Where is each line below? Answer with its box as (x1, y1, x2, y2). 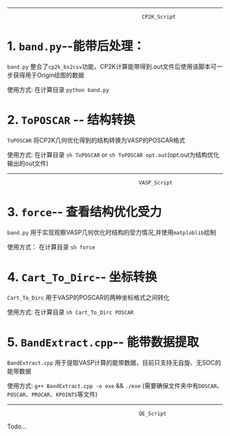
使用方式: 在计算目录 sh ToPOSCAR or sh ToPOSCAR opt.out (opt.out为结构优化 (7, 150, 220, 158)
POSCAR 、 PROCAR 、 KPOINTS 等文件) (7, 390, 98, 398)
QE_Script (138, 410, 167, 417)
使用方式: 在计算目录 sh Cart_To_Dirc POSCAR (7, 308, 134, 316)
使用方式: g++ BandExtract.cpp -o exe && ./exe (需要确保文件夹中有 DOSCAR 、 (7, 381, 223, 389)
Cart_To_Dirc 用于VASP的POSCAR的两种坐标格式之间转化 (7, 293, 170, 302)
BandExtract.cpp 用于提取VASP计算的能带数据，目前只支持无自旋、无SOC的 (7, 358, 221, 367)
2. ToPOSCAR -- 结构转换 (7, 112, 136, 128)
